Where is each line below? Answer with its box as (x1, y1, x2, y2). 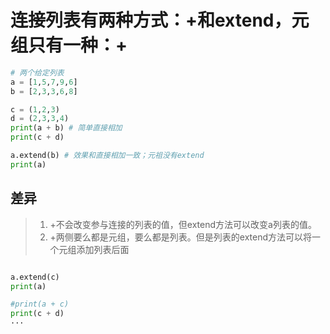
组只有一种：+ (10, 34, 128, 57)
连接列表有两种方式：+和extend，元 (10, 9, 310, 32)
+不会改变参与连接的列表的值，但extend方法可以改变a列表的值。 (49, 218, 317, 230)
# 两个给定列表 (10, 67, 65, 78)
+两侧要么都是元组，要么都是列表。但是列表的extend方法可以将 (49, 231, 313, 243)
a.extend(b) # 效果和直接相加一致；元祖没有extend (10, 151, 205, 161)
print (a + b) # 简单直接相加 (10, 123, 123, 133)
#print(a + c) (10, 299, 70, 310)
